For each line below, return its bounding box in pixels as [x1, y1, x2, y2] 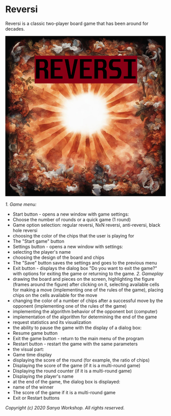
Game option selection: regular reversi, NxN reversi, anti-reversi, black [12, 222, 161, 228]
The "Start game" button [12, 238, 65, 244]
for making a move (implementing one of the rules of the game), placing [12, 286, 164, 293]
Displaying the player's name [12, 373, 74, 379]
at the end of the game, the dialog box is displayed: [12, 378, 121, 384]
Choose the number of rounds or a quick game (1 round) [12, 216, 131, 222]
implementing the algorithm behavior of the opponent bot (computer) [12, 308, 158, 314]
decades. [5, 25, 25, 32]
